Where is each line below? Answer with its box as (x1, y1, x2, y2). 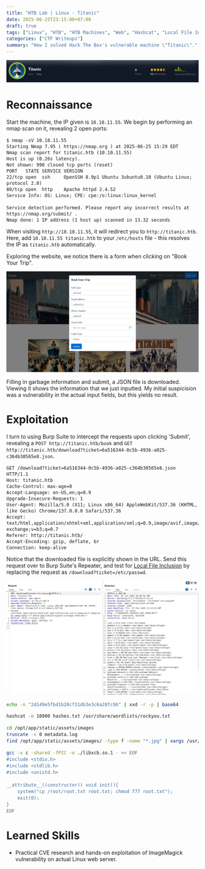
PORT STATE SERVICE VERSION (6, 168, 84, 175)
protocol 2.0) (6, 181, 43, 187)
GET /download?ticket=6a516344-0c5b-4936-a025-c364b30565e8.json (6, 465, 176, 471)
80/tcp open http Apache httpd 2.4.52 (6, 187, 116, 193)
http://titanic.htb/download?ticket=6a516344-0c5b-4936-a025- (6, 447, 168, 453)
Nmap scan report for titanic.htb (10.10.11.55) (6, 150, 132, 156)
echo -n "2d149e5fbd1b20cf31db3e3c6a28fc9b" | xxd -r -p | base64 (6, 701, 179, 707)
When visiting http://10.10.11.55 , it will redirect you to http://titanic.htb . (6, 228, 198, 235)
